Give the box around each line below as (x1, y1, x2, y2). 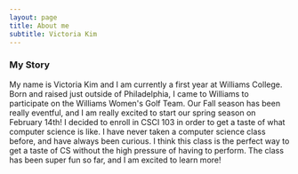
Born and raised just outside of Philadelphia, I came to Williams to (9, 88, 249, 99)
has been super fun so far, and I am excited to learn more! (9, 154, 221, 165)
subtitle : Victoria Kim (9, 29, 98, 38)
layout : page (9, 12, 58, 22)
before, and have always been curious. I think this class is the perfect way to (9, 135, 290, 146)
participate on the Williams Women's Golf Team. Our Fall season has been (9, 98, 281, 108)
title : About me (9, 21, 69, 30)
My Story (9, 59, 51, 71)
